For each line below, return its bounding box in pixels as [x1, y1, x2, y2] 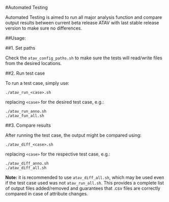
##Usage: [5, 35, 26, 41]
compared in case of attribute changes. [5, 191, 88, 196]
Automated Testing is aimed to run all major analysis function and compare [5, 14, 162, 20]
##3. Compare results [5, 122, 51, 128]
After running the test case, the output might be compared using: [5, 132, 142, 138]
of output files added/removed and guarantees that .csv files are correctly [5, 185, 160, 191]
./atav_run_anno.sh [5, 109, 47, 114]
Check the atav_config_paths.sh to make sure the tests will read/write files [5, 55, 162, 61]
